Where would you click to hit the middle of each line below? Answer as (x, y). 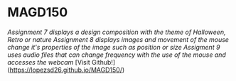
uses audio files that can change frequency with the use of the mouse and (117, 55)
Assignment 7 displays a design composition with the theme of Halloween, (117, 32)
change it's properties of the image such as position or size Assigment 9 (114, 47)
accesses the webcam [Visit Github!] (61, 62)
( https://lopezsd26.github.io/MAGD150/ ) (66, 70)
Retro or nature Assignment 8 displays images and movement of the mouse (118, 39)
